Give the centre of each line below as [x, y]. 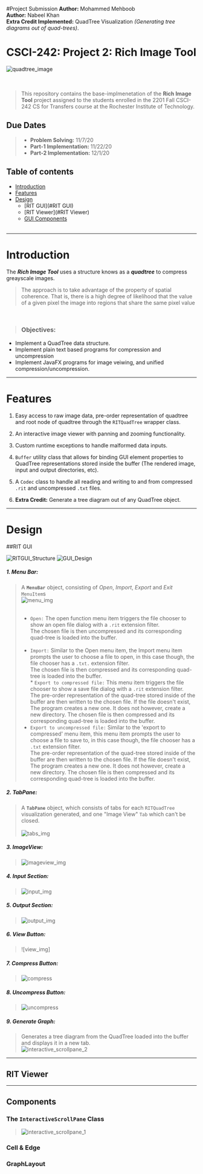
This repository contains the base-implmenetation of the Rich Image [106, 94]
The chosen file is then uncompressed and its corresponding [106, 631]
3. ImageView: [25, 847]
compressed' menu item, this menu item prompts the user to [105, 734]
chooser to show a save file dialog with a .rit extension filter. [107, 688]
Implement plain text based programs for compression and [88, 349]
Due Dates [26, 125]
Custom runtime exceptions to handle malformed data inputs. [91, 445]
